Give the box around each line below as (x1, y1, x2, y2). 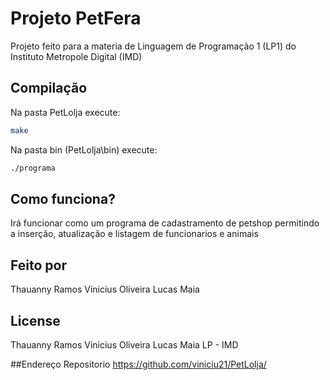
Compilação (10, 80, 88, 97)
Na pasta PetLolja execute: (10, 106, 121, 118)
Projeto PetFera (10, 7, 142, 30)
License (10, 312, 61, 329)
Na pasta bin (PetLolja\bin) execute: (10, 143, 158, 156)
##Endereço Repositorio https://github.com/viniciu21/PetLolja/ (10, 358, 267, 370)
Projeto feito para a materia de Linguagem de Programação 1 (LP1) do (10, 40, 297, 52)
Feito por (10, 257, 67, 274)
